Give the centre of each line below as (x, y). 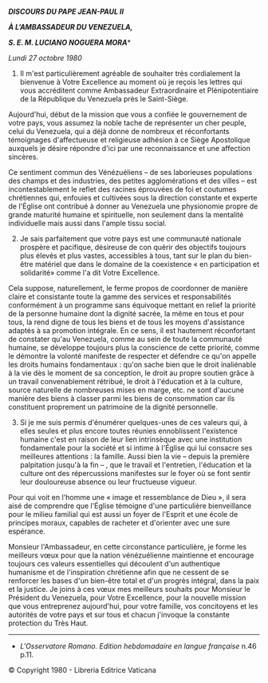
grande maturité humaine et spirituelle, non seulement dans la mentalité (126, 214)
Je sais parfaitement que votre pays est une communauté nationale (130, 238)
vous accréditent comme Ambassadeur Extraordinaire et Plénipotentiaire (139, 90)
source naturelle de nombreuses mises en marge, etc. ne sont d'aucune (126, 390)
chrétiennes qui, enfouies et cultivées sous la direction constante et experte (133, 198)
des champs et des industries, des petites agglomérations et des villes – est (133, 181)
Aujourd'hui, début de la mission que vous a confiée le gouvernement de (128, 114)
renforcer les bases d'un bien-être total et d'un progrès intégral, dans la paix (134, 581)
